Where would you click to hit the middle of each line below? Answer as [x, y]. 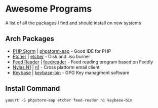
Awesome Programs [49, 9]
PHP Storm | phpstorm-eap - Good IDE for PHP [62, 51]
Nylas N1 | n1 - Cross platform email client [56, 67]
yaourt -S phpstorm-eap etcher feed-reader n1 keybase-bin [69, 100]
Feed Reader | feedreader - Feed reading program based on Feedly [83, 62]
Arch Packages [30, 39]
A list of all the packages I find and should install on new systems [73, 23]
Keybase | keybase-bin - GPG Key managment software [71, 73]
